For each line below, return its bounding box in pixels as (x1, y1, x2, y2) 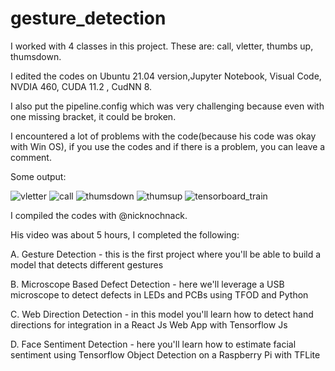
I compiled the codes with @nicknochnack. (10, 209, 188, 221)
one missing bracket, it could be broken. (10, 110, 177, 122)
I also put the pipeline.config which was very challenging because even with (10, 100, 325, 112)
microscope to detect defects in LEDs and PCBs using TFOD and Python (10, 288, 309, 301)
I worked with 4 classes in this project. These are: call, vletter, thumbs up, (10, 40, 314, 52)
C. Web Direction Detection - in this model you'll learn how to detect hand (10, 308, 314, 320)
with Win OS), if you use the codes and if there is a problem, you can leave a (10, 140, 326, 152)
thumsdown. (10, 50, 62, 62)
